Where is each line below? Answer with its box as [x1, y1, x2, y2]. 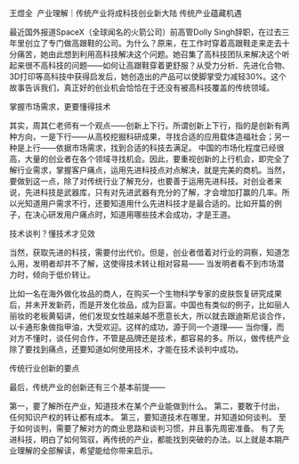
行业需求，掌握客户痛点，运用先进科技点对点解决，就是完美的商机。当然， [16, 165, 290, 175]
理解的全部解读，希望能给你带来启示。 [16, 445, 158, 456]
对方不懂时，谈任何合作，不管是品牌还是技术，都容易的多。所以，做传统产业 [9, 333, 290, 343]
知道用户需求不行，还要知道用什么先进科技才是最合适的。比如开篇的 [24, 199, 274, 208]
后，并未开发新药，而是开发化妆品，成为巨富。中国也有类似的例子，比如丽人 [9, 299, 290, 310]
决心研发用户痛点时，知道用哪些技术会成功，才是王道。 [32, 209, 236, 220]
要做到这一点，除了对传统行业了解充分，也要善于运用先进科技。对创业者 [9, 176, 274, 186]
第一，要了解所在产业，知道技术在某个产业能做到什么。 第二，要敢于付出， [9, 401, 285, 411]
